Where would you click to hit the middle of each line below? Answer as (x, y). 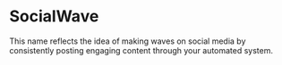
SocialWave (54, 16)
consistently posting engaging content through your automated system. (141, 50)
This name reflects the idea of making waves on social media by (128, 41)
